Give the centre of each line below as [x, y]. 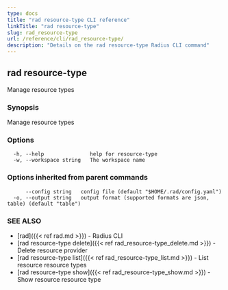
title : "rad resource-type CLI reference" [68, 20]
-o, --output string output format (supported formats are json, [112, 197]
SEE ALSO [24, 221]
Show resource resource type [59, 279]
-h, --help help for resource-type [85, 154]
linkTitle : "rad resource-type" [53, 26]
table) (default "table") [44, 204]
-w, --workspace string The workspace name [79, 160]
